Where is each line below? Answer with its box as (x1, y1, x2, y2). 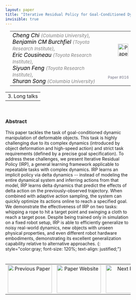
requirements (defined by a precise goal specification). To (5, 150, 124, 156)
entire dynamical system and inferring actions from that (5, 177, 119, 183)
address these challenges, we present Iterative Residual (5, 155, 120, 162)
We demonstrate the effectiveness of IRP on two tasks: (5, 203, 118, 209)
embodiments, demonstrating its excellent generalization (5, 235, 121, 241)
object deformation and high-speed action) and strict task (5, 145, 124, 151)
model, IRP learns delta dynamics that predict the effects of (5, 182, 127, 188)
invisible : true (5, 16, 39, 21)
